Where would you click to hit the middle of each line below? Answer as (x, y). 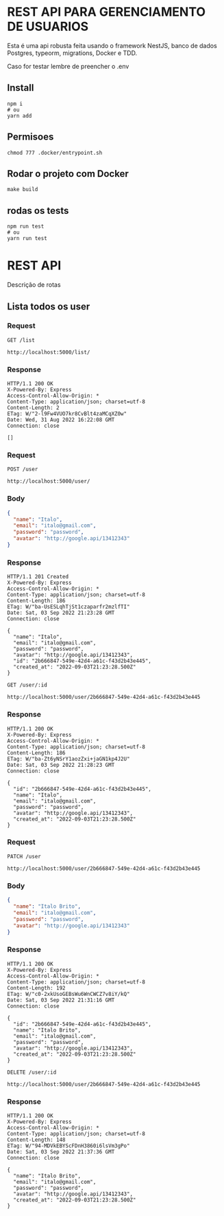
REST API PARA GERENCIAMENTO (107, 12)
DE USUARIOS (48, 26)
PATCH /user (24, 856)
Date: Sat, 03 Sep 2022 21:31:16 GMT (61, 1000)
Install (21, 88)
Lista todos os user (49, 306)
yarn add (20, 116)
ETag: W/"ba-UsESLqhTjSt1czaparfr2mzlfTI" (69, 607)
